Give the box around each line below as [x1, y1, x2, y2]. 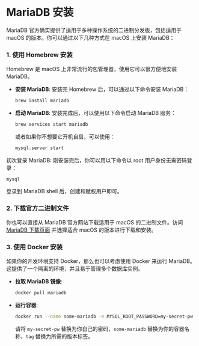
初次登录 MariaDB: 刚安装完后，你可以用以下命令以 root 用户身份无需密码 [6, 156, 188, 164]
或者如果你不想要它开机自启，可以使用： [14, 133, 115, 140]
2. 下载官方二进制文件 [6, 204, 69, 212]
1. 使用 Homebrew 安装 [6, 51, 73, 59]
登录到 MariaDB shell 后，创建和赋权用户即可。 [6, 187, 123, 194]
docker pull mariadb [14, 290, 67, 296]
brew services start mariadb [14, 122, 88, 128]
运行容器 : [14, 301, 38, 309]
